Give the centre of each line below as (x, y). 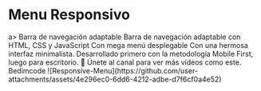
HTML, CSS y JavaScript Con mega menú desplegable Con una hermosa (129, 45)
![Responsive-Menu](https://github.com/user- (123, 70)
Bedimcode (27, 70)
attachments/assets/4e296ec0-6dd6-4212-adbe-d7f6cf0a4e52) (115, 79)
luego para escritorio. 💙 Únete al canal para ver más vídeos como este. (125, 62)
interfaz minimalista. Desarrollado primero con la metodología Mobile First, (131, 53)
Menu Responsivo (69, 15)
